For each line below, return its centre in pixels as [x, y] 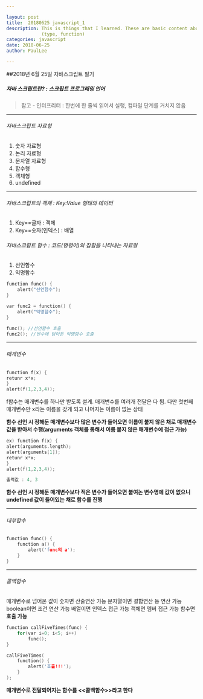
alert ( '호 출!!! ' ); [50, 667]
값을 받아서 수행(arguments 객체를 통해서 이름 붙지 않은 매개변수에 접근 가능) [97, 430]
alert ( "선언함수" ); [39, 290]
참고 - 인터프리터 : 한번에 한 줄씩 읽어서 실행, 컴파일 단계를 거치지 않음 [103, 105]
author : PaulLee [27, 51]
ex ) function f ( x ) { [32, 441]
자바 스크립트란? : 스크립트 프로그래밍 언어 [56, 89]
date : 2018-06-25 [28, 45]
